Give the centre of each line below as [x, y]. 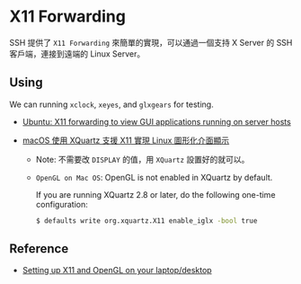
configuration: [62, 204]
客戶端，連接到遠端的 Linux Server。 [77, 53]
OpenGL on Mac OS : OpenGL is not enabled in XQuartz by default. [154, 177]
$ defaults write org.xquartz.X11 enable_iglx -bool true [146, 221]
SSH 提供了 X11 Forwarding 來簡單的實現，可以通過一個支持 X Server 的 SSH [151, 42]
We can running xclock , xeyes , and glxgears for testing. [111, 104]
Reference [39, 249]
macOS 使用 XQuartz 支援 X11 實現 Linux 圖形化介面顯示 [126, 140]
